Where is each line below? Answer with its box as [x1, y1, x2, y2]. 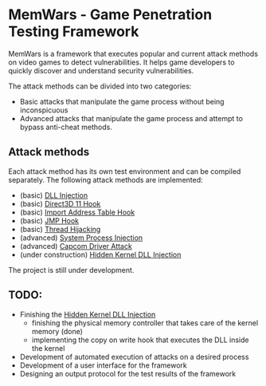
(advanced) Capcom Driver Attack [19, 241, 133, 250]
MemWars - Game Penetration [8, 6, 213, 24]
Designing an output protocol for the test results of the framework [19, 368, 237, 378]
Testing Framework [8, 22, 139, 41]
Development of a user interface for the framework [19, 360, 187, 370]
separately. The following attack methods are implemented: [8, 175, 203, 184]
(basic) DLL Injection [19, 190, 88, 200]
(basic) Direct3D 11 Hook [19, 199, 101, 208]
